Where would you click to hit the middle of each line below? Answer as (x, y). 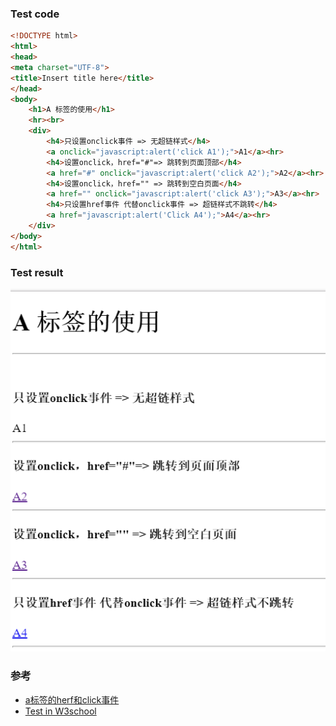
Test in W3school (60, 711)
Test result (37, 272)
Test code (35, 14)
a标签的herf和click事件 (72, 699)
